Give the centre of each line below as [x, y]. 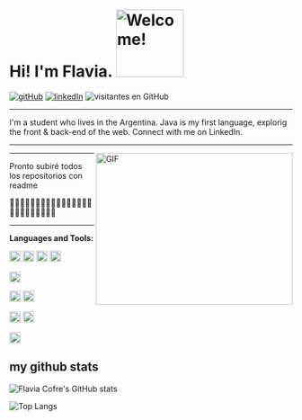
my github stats [54, 367]
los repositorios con [46, 175]
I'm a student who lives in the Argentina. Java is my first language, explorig [148, 122]
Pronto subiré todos [46, 165]
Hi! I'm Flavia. [61, 71]
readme [24, 185]
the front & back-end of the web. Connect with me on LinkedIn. [126, 131]
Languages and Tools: [52, 237]
